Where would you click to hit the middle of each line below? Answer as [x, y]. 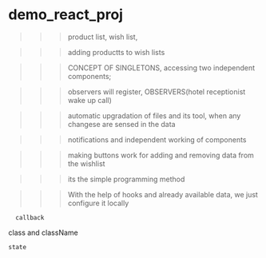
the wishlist [86, 163]
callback [30, 217]
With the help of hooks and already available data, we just [163, 194]
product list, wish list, [103, 37]
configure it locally [98, 203]
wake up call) [89, 100]
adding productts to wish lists [116, 52]
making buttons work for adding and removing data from [161, 155]
